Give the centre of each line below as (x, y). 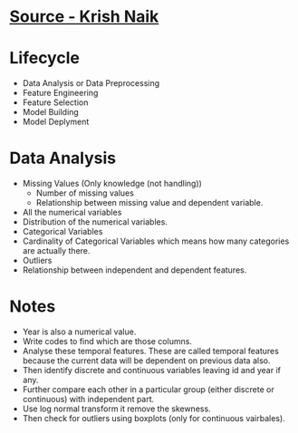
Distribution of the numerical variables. (95, 222)
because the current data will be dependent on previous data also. (146, 361)
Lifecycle (44, 58)
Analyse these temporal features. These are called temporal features (150, 351)
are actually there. (56, 251)
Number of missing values (85, 193)
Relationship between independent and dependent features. (135, 270)
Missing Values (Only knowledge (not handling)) (112, 184)
